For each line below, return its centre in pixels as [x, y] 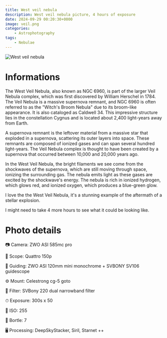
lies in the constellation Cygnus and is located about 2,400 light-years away [83, 118]
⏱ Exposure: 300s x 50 [29, 300]
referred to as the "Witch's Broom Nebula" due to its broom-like [71, 107]
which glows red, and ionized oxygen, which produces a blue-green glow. [81, 185]
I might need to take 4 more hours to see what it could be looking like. [77, 210]
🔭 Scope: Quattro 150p [28, 256]
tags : [11, 38]
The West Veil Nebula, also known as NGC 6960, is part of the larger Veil [80, 91]
